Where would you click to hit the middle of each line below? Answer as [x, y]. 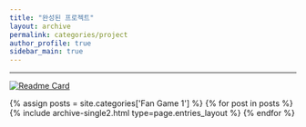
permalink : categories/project [69, 34]
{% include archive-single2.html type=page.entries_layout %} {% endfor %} [153, 113]
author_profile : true [51, 43]
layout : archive [40, 26]
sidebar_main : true [46, 52]
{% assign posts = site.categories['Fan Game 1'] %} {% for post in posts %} [152, 103]
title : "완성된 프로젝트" [52, 18]
